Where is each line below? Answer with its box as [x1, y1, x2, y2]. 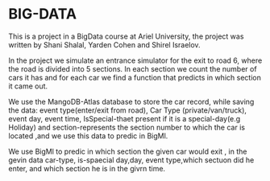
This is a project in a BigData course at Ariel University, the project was [8, 31, 244, 41]
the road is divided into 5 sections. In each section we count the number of [8, 64, 257, 73]
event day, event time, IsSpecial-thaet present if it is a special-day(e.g [8, 113, 241, 123]
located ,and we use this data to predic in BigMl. [8, 130, 168, 141]
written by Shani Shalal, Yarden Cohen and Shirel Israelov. [8, 39, 201, 49]
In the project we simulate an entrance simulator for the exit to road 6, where [8, 56, 263, 65]
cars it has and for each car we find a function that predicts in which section [8, 72, 262, 82]
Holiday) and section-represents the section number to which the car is [8, 122, 246, 132]
